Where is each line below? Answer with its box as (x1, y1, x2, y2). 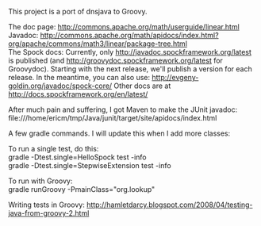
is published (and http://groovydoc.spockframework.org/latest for (8, 56, 224, 65)
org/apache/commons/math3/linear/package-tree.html (8, 39, 188, 48)
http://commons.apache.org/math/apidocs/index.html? (40, 31, 220, 40)
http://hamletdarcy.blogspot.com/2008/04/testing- (86, 200, 253, 209)
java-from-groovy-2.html (8, 209, 90, 217)
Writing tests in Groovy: (8, 200, 86, 209)
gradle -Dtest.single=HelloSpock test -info (8, 152, 147, 162)
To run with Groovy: (8, 176, 73, 186)
